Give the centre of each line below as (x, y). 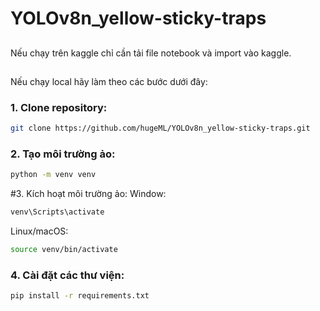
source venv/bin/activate (64, 250)
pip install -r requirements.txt (80, 296)
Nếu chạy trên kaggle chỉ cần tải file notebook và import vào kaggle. (151, 53)
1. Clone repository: (59, 107)
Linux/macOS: (39, 231)
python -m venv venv (53, 175)
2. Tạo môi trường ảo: (63, 154)
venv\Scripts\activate (57, 212)
